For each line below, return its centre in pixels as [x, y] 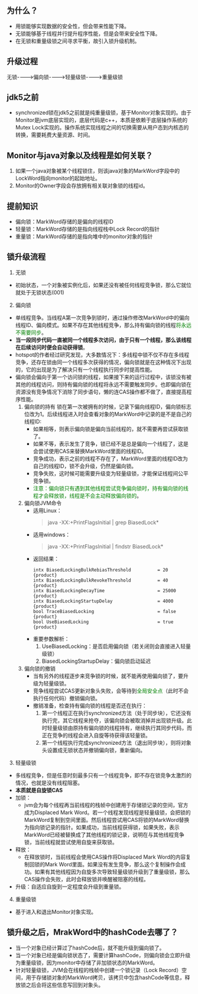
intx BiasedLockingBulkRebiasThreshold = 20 [100, 570]
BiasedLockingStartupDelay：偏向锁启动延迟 [96, 661]
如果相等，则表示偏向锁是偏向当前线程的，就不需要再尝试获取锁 [111, 428]
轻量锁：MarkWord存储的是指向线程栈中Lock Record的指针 [87, 229]
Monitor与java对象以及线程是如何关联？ [80, 155]
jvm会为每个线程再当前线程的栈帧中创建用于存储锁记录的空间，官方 [106, 805]
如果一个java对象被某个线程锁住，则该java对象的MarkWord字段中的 [97, 171]
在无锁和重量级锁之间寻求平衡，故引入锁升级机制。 [77, 41]
